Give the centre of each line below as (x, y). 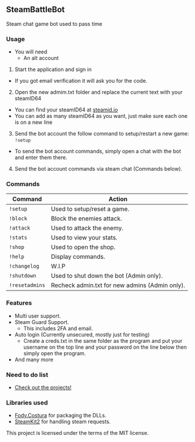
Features (19, 303)
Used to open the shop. (83, 247)
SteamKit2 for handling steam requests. (63, 421)
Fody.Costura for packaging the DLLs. (60, 416)
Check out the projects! (43, 387)
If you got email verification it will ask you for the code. (81, 81)
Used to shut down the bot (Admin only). (107, 276)
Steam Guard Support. (42, 322)
